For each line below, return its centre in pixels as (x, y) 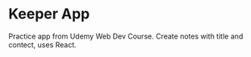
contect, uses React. (42, 44)
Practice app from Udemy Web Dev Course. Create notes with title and (126, 36)
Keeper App (49, 14)
